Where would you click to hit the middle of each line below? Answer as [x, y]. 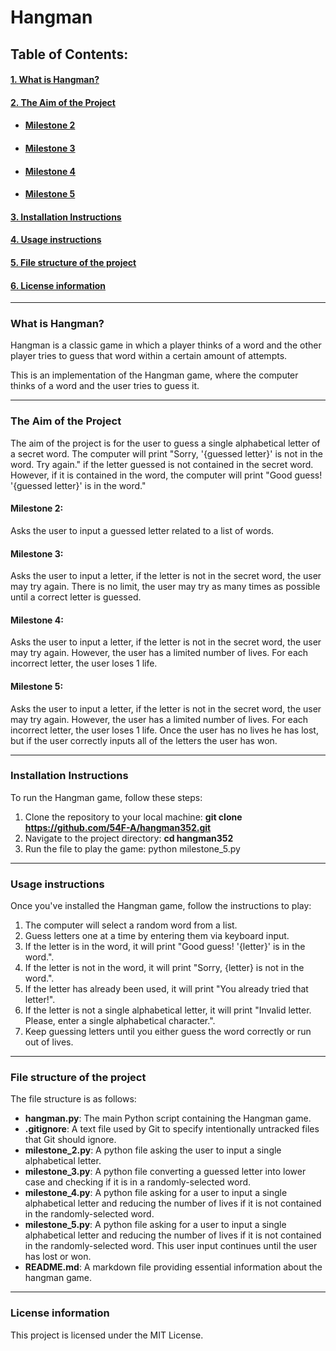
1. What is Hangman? [55, 80]
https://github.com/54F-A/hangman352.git [118, 827]
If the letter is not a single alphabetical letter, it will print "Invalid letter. [168, 1010]
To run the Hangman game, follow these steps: [106, 797]
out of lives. [49, 1042]
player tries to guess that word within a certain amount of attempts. [149, 356]
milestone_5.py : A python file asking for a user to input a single [155, 1225]
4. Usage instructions [56, 240]
